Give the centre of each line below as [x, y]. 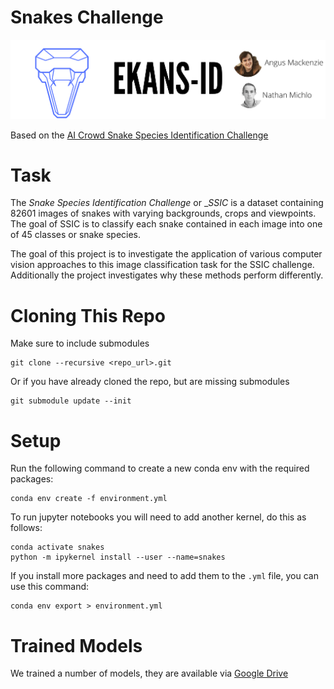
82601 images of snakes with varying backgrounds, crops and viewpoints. [163, 213]
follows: [26, 528]
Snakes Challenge [87, 17]
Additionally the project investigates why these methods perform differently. [167, 275]
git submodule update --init [71, 401]
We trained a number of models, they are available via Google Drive [149, 673]
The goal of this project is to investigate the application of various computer [166, 254]
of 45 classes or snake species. [76, 235]
